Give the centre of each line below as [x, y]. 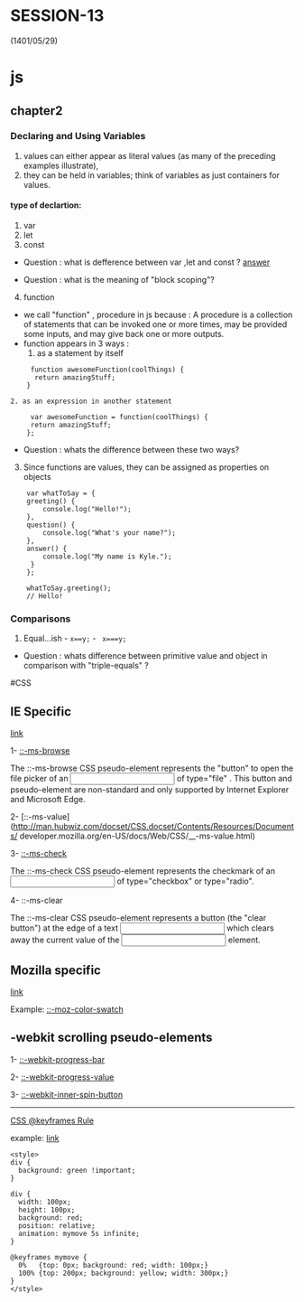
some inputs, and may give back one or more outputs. [124, 334]
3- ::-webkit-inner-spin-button [67, 1094]
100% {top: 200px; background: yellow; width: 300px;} [124, 1273]
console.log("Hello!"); [87, 510]
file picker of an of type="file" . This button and [151, 779]
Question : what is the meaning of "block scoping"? [119, 280]
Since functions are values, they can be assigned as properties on [146, 467]
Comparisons [41, 618]
